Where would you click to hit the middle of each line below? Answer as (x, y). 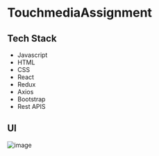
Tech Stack (32, 38)
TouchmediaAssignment (80, 13)
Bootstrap (31, 99)
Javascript (32, 55)
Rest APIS (32, 106)
